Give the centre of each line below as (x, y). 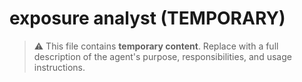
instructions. (59, 67)
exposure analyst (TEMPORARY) (147, 18)
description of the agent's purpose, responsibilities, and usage (162, 56)
